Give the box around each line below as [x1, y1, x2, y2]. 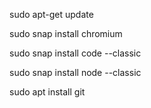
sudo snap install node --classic [9, 67, 142, 78]
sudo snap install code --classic [9, 47, 142, 59]
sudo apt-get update [9, 9, 94, 20]
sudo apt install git [9, 86, 86, 98]
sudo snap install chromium [9, 28, 123, 39]
